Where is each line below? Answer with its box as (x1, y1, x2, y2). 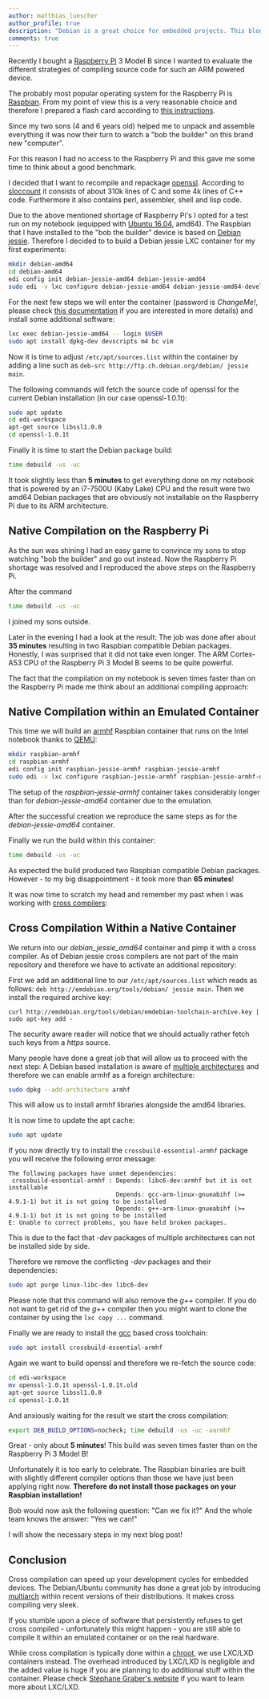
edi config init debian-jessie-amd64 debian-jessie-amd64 (8, 275, 206, 283)
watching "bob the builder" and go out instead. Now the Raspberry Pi (8, 554, 237, 563)
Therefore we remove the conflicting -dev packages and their (8, 1257, 212, 1266)
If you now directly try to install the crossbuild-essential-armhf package (8, 1145, 248, 1156)
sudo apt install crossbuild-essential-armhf (8, 1343, 163, 1352)
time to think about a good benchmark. (8, 162, 137, 173)
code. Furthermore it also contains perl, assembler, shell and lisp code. (8, 195, 243, 205)
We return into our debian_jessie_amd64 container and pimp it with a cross (8, 942, 256, 952)
